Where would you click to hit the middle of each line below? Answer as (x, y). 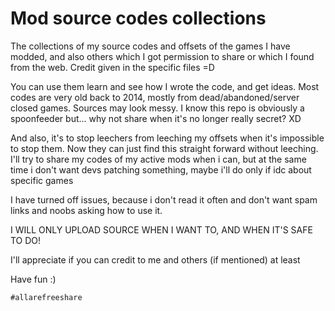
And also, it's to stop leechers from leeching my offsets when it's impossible (167, 138)
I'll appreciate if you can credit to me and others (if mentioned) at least (155, 259)
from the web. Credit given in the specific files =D (112, 67)
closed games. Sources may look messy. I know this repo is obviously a (157, 108)
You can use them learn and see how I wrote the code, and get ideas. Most (165, 86)
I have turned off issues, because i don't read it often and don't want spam (164, 199)
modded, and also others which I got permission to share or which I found (162, 56)
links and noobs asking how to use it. (86, 210)
